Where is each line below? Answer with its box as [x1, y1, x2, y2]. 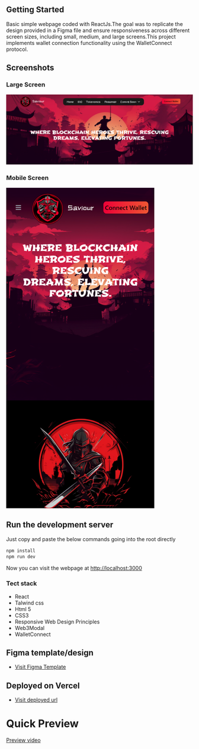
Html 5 [14, 605, 31, 612]
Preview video [6, 737, 41, 744]
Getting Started [6, 5, 65, 15]
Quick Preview [6, 717, 79, 731]
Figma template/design [6, 648, 94, 658]
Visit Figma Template [14, 663, 66, 671]
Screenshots [6, 63, 54, 73]
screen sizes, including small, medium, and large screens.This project [6, 33, 176, 40]
